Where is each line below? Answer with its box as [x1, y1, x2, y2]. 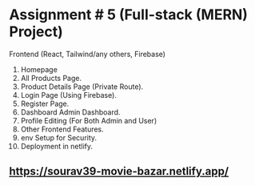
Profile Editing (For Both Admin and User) [20, 115, 157, 125]
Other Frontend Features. [20, 124, 105, 134]
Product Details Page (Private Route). [20, 82, 144, 91]
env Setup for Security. [20, 132, 98, 142]
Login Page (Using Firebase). [20, 90, 117, 99]
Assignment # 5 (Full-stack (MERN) [9, 6, 249, 24]
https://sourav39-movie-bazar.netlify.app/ [9, 164, 229, 178]
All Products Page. [20, 73, 82, 83]
